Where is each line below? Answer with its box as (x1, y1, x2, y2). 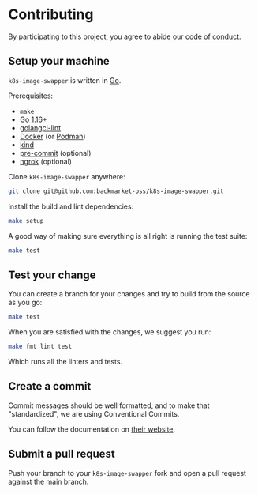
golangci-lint (19, 123, 62, 132)
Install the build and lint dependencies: (8, 202, 134, 211)
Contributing (8, 6, 94, 24)
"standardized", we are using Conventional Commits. (8, 409, 180, 418)
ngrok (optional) (19, 156, 73, 166)
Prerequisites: (8, 91, 54, 100)
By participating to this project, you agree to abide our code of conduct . (8, 32, 242, 41)
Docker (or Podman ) (19, 131, 86, 141)
